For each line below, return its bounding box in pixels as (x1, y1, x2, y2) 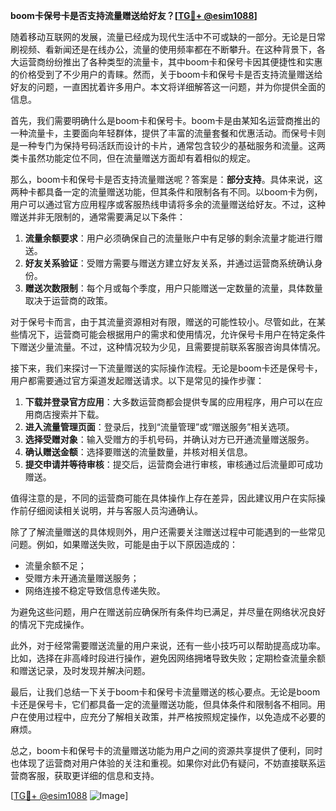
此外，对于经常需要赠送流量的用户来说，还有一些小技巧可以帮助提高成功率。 (10, 640, 326, 651)
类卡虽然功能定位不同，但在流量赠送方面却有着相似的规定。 (10, 152, 256, 164)
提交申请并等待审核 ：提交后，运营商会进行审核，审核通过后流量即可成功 (24, 459, 323, 470)
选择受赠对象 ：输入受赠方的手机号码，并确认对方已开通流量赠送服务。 (24, 434, 315, 445)
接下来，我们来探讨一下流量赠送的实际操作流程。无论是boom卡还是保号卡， (10, 362, 323, 374)
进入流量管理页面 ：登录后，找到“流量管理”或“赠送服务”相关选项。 (24, 421, 295, 433)
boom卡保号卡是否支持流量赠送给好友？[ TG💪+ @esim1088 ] (10, 10, 258, 21)
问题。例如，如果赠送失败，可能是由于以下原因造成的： (10, 539, 238, 550)
